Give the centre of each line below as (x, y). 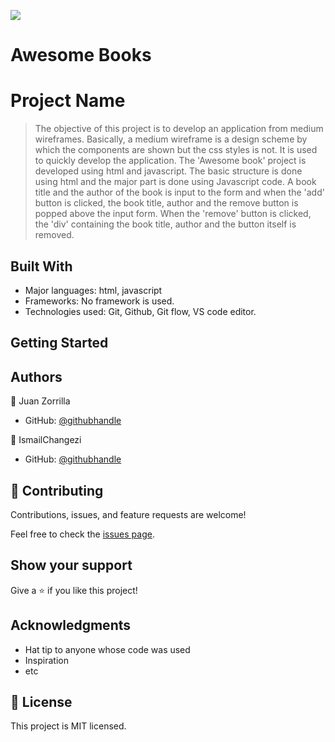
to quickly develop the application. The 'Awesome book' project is (170, 161)
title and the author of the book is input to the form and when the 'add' (179, 192)
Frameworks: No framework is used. (99, 301)
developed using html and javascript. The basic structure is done (168, 171)
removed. (54, 235)
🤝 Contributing (57, 490)
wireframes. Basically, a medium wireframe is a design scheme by (171, 139)
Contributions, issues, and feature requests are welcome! (128, 514)
